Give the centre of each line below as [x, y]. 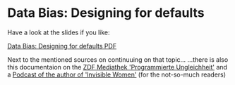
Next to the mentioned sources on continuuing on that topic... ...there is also [118, 59]
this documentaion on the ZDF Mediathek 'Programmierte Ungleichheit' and [117, 67]
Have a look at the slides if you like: [59, 32]
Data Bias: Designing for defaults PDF [62, 46]
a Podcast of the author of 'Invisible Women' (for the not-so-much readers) [117, 74]
